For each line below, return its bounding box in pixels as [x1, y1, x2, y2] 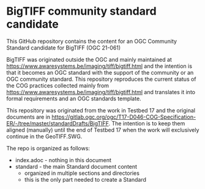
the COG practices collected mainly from [6, 81, 109, 89]
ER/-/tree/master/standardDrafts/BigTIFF [6, 119, 109, 127]
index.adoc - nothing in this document [15, 156, 112, 163]
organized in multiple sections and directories [24, 169, 140, 177]
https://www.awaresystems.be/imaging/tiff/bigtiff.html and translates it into [6, 88, 196, 95]
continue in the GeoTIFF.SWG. [6, 133, 83, 140]
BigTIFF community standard [6, 4, 157, 18]
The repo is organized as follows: [6, 144, 91, 152]
